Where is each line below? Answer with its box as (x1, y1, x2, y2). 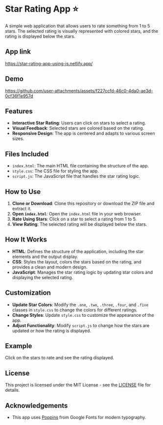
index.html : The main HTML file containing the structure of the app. (12, 163, 149, 169)
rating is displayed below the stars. (5, 33, 76, 39)
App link (5, 47, 31, 56)
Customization (5, 289, 51, 297)
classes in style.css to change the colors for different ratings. (12, 307, 138, 313)
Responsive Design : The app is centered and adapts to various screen (12, 130, 155, 137)
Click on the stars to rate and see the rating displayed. (5, 355, 114, 361)
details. (5, 387, 20, 393)
